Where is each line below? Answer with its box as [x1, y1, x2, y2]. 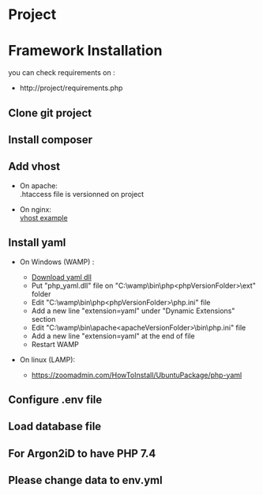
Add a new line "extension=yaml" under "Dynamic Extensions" [31, 306, 235, 316]
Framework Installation [8, 42, 163, 60]
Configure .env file [8, 393, 103, 406]
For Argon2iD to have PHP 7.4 [8, 447, 156, 460]
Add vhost [8, 160, 61, 173]
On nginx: [19, 204, 51, 214]
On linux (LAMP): [19, 354, 76, 365]
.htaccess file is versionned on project [19, 189, 145, 198]
